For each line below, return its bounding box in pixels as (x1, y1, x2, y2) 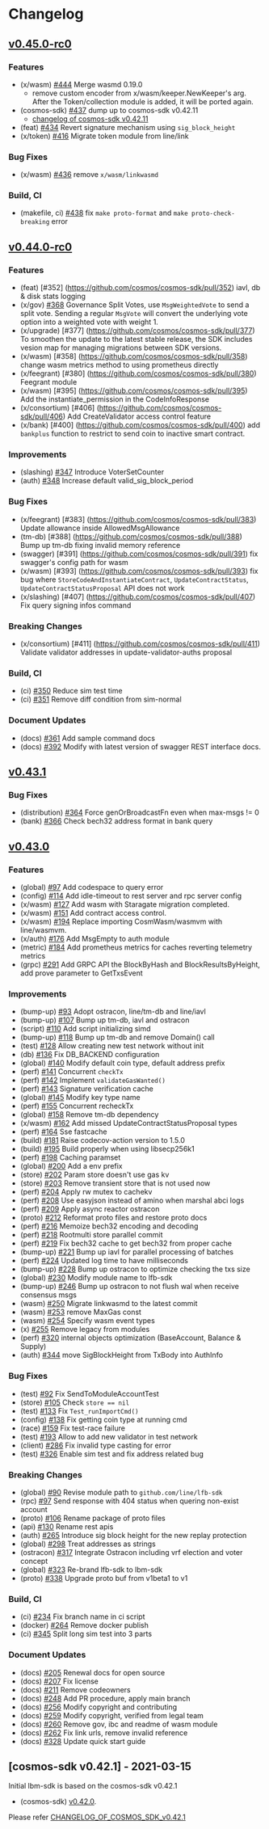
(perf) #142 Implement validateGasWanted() (19, 1076, 166, 1085)
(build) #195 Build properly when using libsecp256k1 (19, 1144, 195, 1154)
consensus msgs (19, 1290, 77, 1300)
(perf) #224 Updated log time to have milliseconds (19, 1256, 188, 1266)
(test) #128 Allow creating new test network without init (19, 1041, 204, 1051)
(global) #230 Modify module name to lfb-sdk (19, 1273, 173, 1283)
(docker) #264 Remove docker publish (19, 1620, 149, 1630)
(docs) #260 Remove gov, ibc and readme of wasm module (19, 1719, 218, 1729)
